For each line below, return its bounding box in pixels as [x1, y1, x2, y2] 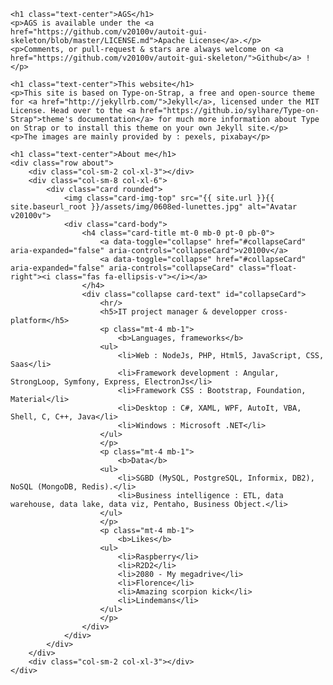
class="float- [238, 263, 298, 273]
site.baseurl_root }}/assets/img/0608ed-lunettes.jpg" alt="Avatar [10, 202, 298, 212]
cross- [260, 307, 288, 317]
